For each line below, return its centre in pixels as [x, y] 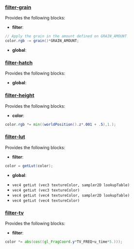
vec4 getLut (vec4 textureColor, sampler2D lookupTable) [71, 195]
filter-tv [15, 212]
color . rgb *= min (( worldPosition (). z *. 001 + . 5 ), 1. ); [61, 124]
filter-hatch [19, 62]
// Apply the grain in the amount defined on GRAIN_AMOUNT [66, 36]
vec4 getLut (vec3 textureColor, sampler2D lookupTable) [71, 185]
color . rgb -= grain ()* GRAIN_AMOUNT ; [42, 41]
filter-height [20, 96]
